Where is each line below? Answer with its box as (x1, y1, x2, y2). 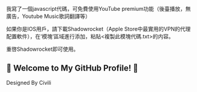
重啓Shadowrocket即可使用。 (6, 45, 79, 53)
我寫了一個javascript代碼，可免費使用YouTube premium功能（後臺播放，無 (6, 5, 191, 12)
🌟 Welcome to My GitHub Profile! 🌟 (6, 63, 139, 73)
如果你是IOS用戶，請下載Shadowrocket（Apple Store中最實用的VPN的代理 (6, 26, 191, 32)
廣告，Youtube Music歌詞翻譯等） (6, 13, 91, 20)
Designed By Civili (6, 79, 52, 86)
